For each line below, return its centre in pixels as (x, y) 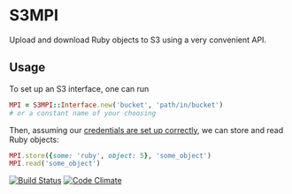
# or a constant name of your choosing (83, 113)
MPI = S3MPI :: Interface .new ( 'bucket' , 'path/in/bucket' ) (116, 105)
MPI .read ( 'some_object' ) (55, 164)
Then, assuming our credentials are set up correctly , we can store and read (146, 130)
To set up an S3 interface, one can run (79, 88)
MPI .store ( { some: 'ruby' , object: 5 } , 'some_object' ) (111, 155)
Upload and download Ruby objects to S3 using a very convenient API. (138, 40)
